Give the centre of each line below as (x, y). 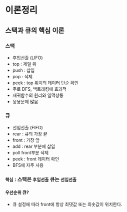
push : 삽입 (23, 70)
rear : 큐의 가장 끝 (30, 134)
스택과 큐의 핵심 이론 (35, 30)
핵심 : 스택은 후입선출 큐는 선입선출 (41, 179)
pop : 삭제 (22, 76)
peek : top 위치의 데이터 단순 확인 (45, 83)
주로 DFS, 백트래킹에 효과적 (39, 89)
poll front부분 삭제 (30, 153)
